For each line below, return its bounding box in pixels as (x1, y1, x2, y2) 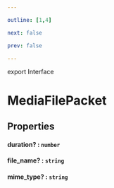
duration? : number (7, 140, 61, 148)
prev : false (7, 42, 42, 49)
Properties (7, 120, 55, 132)
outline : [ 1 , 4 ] (7, 16, 52, 23)
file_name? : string (7, 156, 65, 165)
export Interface (7, 68, 54, 76)
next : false (7, 29, 42, 36)
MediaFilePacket (7, 93, 107, 108)
